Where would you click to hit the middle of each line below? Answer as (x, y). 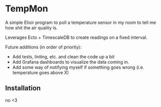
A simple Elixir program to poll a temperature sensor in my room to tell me (80, 22)
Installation (23, 88)
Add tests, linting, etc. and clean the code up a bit (63, 56)
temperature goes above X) (40, 72)
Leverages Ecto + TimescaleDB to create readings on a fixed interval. (76, 37)
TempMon (27, 9)
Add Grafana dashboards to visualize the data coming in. (71, 62)
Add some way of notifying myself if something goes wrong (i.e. (78, 67)
